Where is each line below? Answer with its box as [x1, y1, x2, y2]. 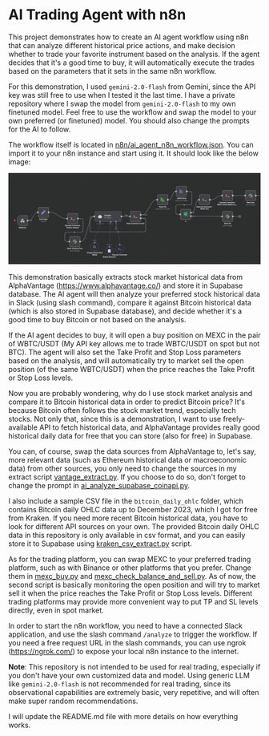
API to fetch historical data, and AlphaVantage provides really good [39, 423, 260, 432]
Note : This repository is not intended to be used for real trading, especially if [8, 662, 261, 672]
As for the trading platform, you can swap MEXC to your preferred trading [8, 555, 251, 564]
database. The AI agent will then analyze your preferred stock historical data [8, 289, 261, 299]
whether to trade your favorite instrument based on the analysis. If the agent [8, 49, 260, 59]
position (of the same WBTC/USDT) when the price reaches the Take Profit [8, 365, 255, 374]
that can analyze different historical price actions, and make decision [8, 40, 236, 50]
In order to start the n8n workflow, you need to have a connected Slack [8, 621, 243, 631]
